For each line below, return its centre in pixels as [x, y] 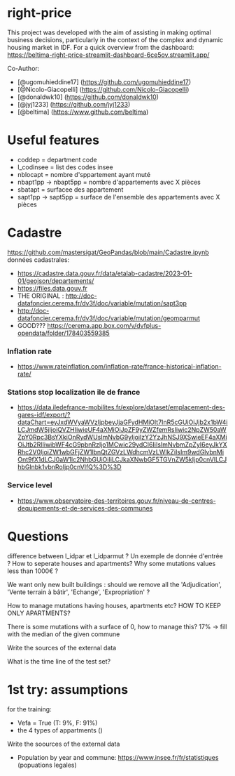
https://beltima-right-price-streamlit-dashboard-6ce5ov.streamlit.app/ [108, 55]
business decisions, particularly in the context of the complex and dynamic [115, 39]
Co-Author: [23, 68]
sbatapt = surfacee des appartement [70, 189]
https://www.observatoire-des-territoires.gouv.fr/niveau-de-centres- [116, 501]
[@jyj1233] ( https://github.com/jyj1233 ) [74, 104]
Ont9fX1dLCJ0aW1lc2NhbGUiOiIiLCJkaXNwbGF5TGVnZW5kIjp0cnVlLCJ [122, 460]
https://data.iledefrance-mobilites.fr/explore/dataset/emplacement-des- [121, 407]
